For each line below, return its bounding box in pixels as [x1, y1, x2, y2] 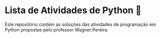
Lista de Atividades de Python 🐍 [5, 5, 142, 16]
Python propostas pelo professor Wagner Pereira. [5, 26, 109, 32]
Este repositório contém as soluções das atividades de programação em [5, 21, 156, 27]
